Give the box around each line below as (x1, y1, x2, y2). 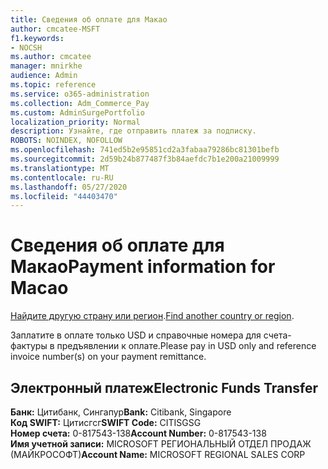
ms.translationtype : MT (10, 163, 110, 173)
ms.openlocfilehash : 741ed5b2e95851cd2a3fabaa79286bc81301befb (10, 145, 280, 155)
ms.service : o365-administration (10, 89, 150, 99)
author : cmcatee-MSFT (10, 24, 101, 34)
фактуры (10, 340, 48, 352)
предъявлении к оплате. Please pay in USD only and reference (56, 340, 317, 352)
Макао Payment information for (10, 256, 276, 278)
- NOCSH (10, 42, 43, 53)
